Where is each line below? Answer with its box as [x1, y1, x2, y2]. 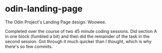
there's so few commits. [5, 43, 53, 49]
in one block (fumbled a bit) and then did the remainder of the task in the [5, 33, 150, 39]
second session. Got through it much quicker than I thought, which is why [5, 38, 152, 44]
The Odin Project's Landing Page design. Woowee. [5, 19, 106, 25]
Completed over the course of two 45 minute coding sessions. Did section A [5, 28, 157, 34]
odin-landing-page [5, 3, 83, 14]
